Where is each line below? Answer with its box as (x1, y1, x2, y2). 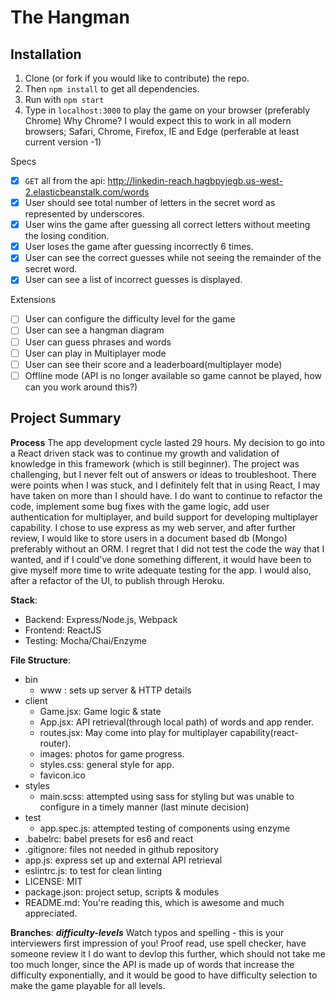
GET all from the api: (24, 175, 106, 186)
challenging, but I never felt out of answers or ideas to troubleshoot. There (10, 468, 317, 480)
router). (39, 737, 72, 749)
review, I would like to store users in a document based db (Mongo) (10, 532, 288, 544)
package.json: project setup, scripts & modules (24, 886, 220, 898)
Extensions (10, 294, 57, 306)
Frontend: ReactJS (24, 624, 102, 636)
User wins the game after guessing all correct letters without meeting (24, 219, 311, 231)
